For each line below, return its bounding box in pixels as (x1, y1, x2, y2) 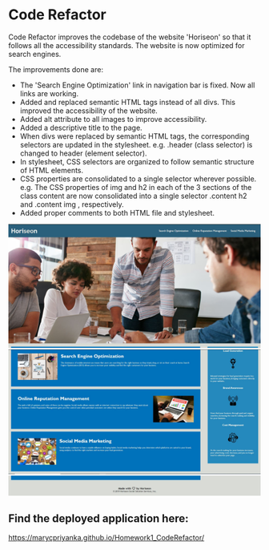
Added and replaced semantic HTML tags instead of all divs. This (19, 97, 236, 107)
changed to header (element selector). (19, 148, 147, 158)
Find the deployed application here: (8, 512, 190, 525)
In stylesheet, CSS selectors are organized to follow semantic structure (19, 156, 255, 166)
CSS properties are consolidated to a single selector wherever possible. (19, 174, 257, 184)
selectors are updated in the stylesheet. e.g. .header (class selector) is (19, 140, 253, 149)
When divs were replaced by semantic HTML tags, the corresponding (19, 131, 250, 141)
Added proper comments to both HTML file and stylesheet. (19, 208, 215, 217)
